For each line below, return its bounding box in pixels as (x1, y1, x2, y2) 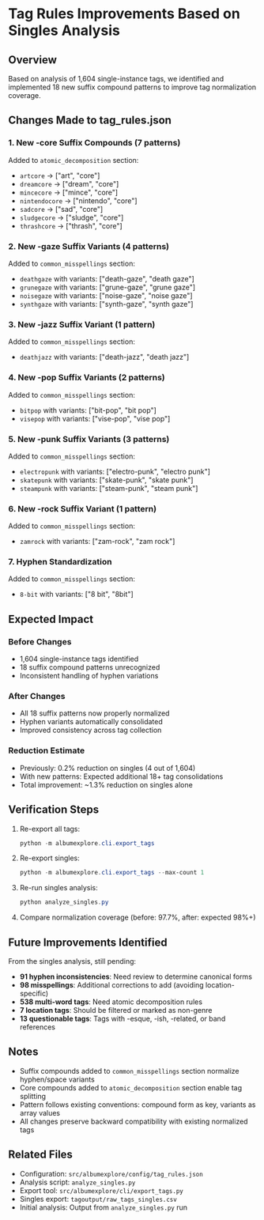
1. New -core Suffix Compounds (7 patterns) (8, 138, 181, 149)
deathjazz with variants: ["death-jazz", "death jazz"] (19, 353, 190, 362)
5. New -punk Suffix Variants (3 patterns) (8, 433, 170, 444)
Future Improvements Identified (8, 935, 168, 949)
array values (19, 1108, 61, 1117)
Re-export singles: (19, 853, 81, 863)
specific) (19, 989, 49, 998)
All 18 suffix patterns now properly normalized (19, 708, 170, 718)
